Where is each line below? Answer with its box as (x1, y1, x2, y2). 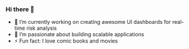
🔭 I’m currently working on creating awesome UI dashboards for (14, 19, 171, 26)
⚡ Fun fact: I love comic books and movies (14, 37, 118, 44)
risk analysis (26, 24, 57, 32)
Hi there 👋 (5, 5, 35, 13)
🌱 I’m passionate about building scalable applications (14, 31, 144, 38)
